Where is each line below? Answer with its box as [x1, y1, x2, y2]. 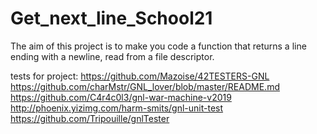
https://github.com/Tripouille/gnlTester [10, 112, 170, 124]
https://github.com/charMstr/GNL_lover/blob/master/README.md [10, 80, 280, 92]
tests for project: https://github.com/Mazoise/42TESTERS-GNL [10, 70, 270, 82]
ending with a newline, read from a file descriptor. [10, 50, 215, 62]
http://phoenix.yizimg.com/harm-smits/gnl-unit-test [10, 102, 224, 114]
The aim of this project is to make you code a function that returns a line [10, 40, 307, 52]
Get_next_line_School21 [10, 7, 213, 30]
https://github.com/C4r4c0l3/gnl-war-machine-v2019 [10, 91, 232, 103]
